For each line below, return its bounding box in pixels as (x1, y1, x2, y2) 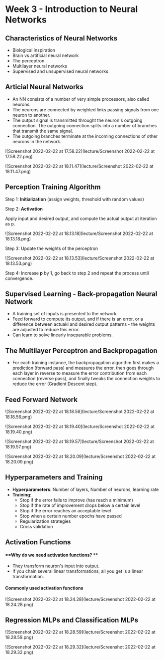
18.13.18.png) (5, 235, 31, 241)
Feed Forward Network (5, 395, 78, 404)
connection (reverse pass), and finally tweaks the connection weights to (12, 376, 161, 382)
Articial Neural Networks (5, 83, 83, 91)
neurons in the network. (12, 138, 62, 144)
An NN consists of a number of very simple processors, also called (12, 96, 150, 102)
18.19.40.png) (5, 429, 33, 435)
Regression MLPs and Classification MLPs (5, 616, 138, 625)
